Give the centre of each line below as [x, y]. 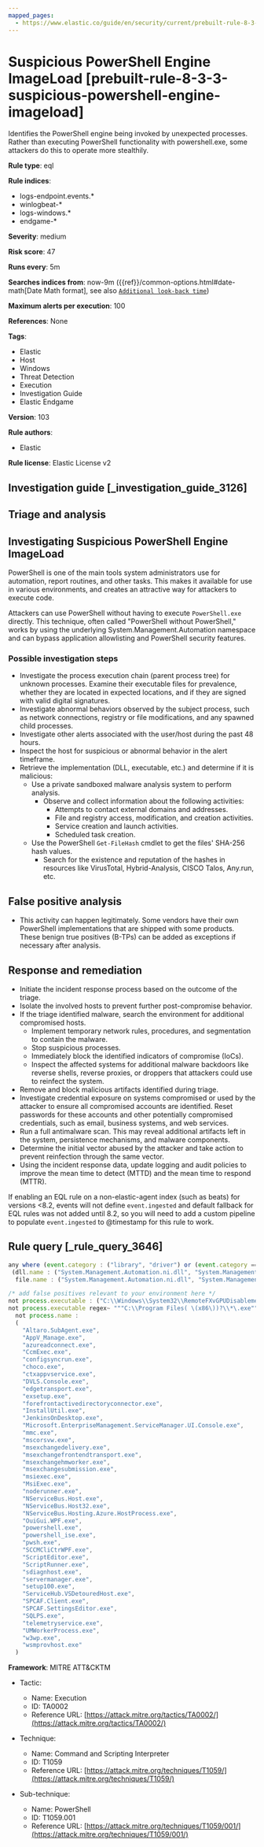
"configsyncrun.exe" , [57, 1359]
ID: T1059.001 [53, 1818]
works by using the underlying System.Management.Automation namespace [132, 630]
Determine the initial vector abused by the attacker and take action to [131, 1148]
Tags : [18, 336]
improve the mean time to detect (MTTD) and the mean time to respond [135, 1173]
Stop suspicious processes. [76, 1048]
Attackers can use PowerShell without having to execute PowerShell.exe [125, 613]
